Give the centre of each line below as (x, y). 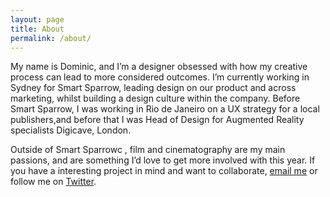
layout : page (37, 19)
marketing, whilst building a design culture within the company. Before (155, 98)
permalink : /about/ (51, 38)
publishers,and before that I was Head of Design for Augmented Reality (157, 120)
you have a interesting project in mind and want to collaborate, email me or (164, 171)
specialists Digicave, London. (71, 130)
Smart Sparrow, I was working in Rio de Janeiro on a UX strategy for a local (165, 109)
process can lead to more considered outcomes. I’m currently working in (160, 77)
